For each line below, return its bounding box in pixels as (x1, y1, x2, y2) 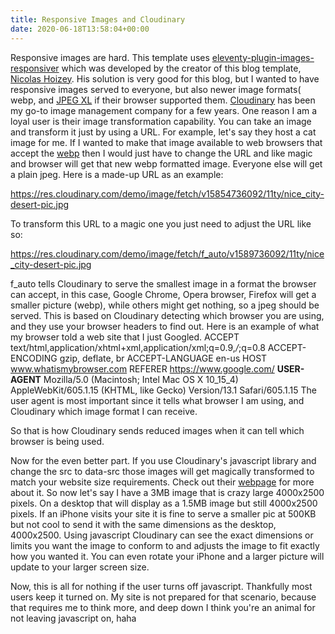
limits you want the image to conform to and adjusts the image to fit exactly (10, 539, 320, 551)
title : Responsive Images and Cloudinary (10, 14, 186, 25)
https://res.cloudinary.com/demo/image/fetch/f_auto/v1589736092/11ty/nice (10, 247, 325, 260)
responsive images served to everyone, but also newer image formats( (10, 83, 302, 95)
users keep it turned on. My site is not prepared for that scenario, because (10, 591, 317, 603)
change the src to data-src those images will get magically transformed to (10, 465, 315, 477)
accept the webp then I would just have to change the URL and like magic (10, 147, 313, 159)
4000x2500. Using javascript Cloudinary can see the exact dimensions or (10, 529, 314, 541)
